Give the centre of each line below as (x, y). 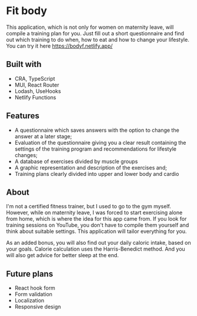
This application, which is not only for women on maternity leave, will (90, 27)
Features (23, 116)
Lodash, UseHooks (38, 91)
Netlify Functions (35, 97)
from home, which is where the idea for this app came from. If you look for (96, 219)
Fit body (27, 11)
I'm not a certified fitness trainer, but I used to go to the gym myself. (88, 207)
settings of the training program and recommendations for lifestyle (96, 149)
